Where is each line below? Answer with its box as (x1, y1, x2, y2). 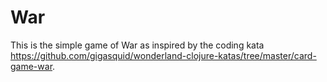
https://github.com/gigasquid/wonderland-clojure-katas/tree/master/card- (10, 49, 317, 61)
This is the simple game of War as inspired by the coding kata (10, 39, 265, 51)
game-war (10, 60, 53, 72)
